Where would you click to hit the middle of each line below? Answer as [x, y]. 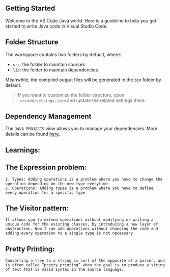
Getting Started [30, 8]
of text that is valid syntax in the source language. [65, 270]
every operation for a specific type [45, 193]
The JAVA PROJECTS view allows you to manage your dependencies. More [81, 129]
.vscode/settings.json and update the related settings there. [82, 100]
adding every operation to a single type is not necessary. [70, 233]
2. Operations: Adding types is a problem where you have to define [79, 188]
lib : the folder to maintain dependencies [55, 70]
